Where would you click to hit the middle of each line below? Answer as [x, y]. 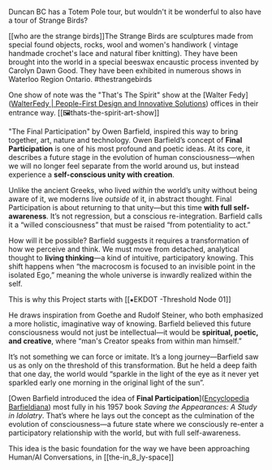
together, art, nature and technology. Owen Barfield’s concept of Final [125, 140]
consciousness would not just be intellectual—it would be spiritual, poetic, [134, 332]
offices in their [234, 103]
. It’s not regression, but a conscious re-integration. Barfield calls [154, 216]
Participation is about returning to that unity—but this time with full [120, 207]
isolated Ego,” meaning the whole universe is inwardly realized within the [130, 275]
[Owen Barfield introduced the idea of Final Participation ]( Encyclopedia [129, 398]
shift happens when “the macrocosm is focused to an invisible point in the [132, 266]
